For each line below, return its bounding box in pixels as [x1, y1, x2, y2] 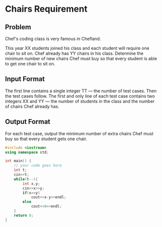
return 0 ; [14, 213, 34, 218]
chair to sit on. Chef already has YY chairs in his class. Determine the [5, 50, 144, 56]
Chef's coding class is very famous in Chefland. [5, 36, 101, 41]
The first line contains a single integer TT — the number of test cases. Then [5, 88, 157, 94]
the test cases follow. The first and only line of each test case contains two [5, 93, 155, 99]
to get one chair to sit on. [5, 61, 55, 66]
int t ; [14, 167, 27, 173]
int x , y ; [22, 181, 40, 186]
